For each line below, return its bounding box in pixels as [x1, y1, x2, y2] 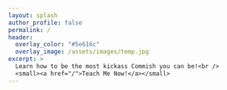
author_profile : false [8, 19, 82, 27]
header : [8, 33, 34, 41]
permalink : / [8, 26, 51, 34]
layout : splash [8, 11, 58, 20]
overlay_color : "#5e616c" [15, 41, 101, 49]
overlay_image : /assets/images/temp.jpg [15, 48, 149, 56]
